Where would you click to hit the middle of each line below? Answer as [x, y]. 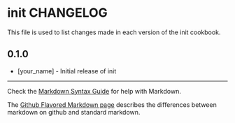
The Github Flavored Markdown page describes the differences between [112, 104]
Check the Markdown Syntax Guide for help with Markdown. [94, 91]
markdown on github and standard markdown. [74, 112]
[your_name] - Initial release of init [67, 71]
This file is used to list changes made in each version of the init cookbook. [114, 32]
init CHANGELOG [58, 13]
